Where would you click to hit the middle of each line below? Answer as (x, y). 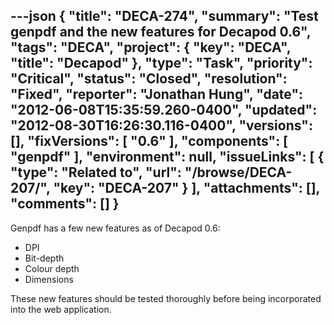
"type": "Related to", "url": (96, 172)
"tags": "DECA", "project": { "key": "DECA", (151, 47)
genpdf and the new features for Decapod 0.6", (161, 32)
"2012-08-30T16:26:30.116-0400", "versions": (161, 125)
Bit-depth (44, 258)
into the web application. (61, 309)
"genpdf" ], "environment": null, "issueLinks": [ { (167, 157)
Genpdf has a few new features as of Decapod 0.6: (115, 228)
